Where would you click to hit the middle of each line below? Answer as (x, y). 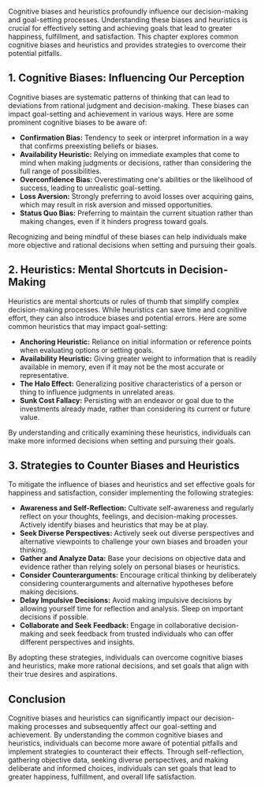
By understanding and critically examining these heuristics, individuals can (129, 432)
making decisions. (49, 592)
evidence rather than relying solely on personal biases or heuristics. (130, 567)
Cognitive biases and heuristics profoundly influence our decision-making (128, 11)
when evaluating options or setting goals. (86, 350)
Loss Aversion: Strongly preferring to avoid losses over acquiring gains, (137, 196)
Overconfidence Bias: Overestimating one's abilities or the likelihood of (136, 179)
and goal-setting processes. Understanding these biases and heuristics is (128, 20)
